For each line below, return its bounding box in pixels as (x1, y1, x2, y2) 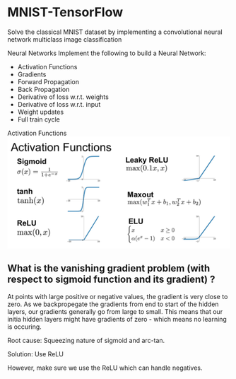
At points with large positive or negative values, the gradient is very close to (7, 292, 228, 301)
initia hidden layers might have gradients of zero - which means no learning (7, 315, 228, 323)
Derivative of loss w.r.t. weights (17, 93, 110, 101)
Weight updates (17, 107, 64, 116)
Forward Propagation (17, 77, 80, 86)
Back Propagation (17, 85, 70, 93)
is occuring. (7, 322, 42, 331)
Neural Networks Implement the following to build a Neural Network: (7, 49, 206, 57)
